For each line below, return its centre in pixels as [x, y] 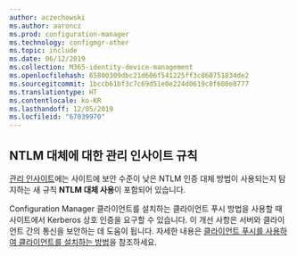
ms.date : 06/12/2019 [48, 59]
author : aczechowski [48, 17]
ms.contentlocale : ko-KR [55, 100]
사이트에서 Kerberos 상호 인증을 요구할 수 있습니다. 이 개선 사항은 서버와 [135, 219]
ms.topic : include [43, 51]
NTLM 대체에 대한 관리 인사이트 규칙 [103, 156]
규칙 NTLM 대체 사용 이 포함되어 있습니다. [114, 189]
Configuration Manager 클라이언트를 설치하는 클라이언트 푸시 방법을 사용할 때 [146, 208]
